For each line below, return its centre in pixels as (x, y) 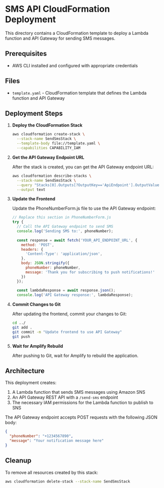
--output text (31, 190)
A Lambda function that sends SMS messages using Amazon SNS (79, 392)
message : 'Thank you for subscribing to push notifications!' (90, 272)
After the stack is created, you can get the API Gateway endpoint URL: (83, 167)
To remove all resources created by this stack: (52, 472)
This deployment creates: (31, 383)
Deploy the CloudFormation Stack (47, 125)
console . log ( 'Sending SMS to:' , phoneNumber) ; (65, 231)
